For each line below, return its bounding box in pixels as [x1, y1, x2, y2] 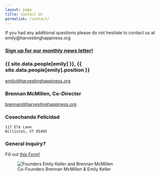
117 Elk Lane [5, 125, 32, 130]
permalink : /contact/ [5, 16, 50, 21]
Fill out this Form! [5, 151, 40, 157]
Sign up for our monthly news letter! [5, 47, 94, 54]
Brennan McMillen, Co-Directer [5, 90, 81, 97]
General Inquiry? [5, 141, 46, 147]
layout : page [5, 7, 32, 12]
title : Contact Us [5, 12, 43, 17]
